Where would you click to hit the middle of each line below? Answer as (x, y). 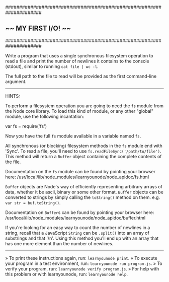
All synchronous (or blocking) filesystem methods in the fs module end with (84, 146)
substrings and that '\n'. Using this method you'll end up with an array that (82, 238)
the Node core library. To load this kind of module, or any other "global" (79, 111)
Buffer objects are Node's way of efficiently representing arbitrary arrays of (84, 186)
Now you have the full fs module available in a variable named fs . (73, 136)
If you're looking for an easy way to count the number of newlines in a (78, 227)
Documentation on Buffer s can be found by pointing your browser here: (80, 212)
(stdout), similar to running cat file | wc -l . (52, 66)
